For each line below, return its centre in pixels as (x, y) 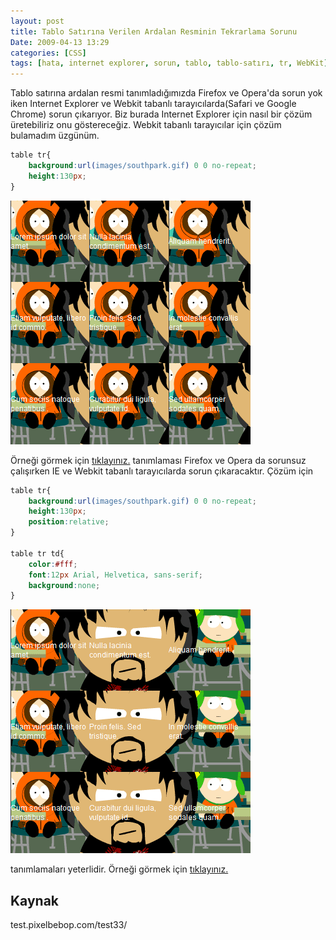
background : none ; (64, 585)
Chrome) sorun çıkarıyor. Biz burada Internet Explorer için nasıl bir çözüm (161, 114)
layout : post (37, 21)
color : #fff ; (53, 564)
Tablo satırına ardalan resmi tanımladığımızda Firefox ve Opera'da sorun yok (166, 93)
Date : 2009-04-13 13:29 (60, 42)
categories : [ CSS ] (48, 53)
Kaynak (35, 900)
